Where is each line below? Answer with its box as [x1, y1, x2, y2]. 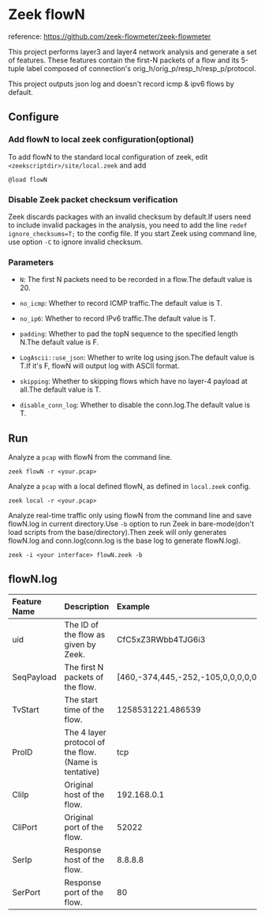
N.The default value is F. [19, 337, 99, 347]
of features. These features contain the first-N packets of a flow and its [8, 55, 240, 65]
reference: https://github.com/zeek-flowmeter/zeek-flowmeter [8, 32, 211, 41]
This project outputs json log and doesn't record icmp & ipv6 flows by [8, 79, 234, 88]
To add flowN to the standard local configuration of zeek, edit [8, 152, 208, 161]
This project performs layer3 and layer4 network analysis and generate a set [8, 47, 257, 56]
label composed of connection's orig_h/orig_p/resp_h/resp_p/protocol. [26, 63, 256, 73]
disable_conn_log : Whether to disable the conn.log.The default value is [19, 401, 251, 410]
